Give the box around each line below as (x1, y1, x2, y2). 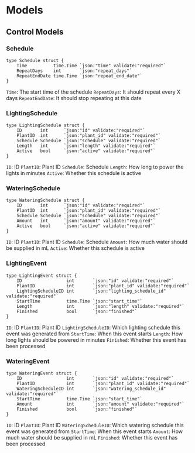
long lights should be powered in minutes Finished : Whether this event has (6, 336, 186, 343)
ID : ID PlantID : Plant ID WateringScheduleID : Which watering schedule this (6, 422, 184, 429)
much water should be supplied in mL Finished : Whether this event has (6, 434, 178, 441)
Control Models (6, 27, 64, 37)
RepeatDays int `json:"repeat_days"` (16, 68, 132, 74)
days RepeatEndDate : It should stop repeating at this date (6, 94, 142, 101)
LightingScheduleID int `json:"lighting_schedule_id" (16, 288, 166, 294)
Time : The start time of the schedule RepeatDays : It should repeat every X (6, 88, 181, 95)
